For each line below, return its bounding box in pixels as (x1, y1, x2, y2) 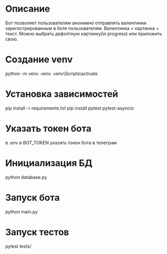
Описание (5, 3, 50, 15)
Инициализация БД (5, 157, 93, 169)
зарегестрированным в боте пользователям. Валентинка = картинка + (5, 25, 159, 31)
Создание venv (5, 54, 73, 65)
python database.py (5, 174, 47, 180)
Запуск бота (5, 192, 60, 203)
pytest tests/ (5, 243, 31, 249)
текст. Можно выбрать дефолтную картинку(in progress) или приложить (5, 30, 162, 37)
